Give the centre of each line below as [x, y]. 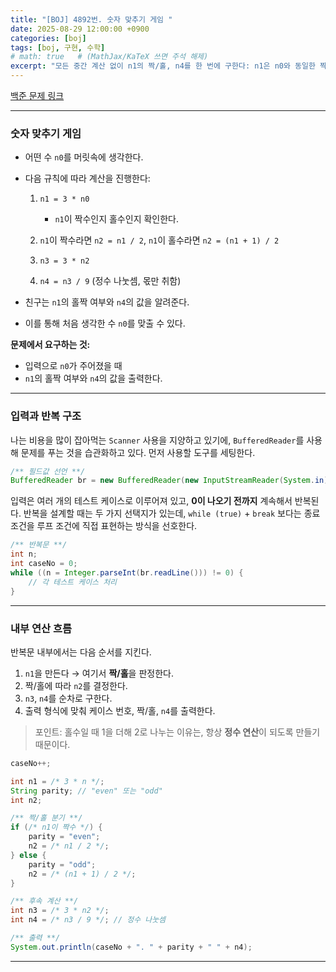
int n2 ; [26, 800]
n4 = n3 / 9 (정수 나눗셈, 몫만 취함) [110, 281]
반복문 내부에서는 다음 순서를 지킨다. [81, 652]
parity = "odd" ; [62, 864]
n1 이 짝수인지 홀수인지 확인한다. [117, 219]
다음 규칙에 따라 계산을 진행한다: [87, 178]
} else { [28, 855]
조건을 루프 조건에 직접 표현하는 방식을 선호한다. [104, 526]
